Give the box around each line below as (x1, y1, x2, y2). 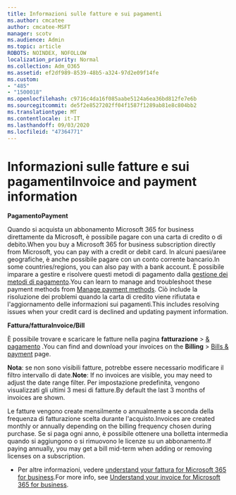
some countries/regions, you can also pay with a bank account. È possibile (7, 263, 225, 271)
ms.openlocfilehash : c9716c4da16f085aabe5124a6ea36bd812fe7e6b (7, 96, 197, 103)
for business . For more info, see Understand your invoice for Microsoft (17, 473, 221, 482)
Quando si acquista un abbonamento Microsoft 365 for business (7, 225, 194, 234)
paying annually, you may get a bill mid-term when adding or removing (7, 444, 213, 453)
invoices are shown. (7, 394, 66, 402)
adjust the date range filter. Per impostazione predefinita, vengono (7, 378, 200, 387)
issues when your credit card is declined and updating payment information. (7, 308, 229, 316)
